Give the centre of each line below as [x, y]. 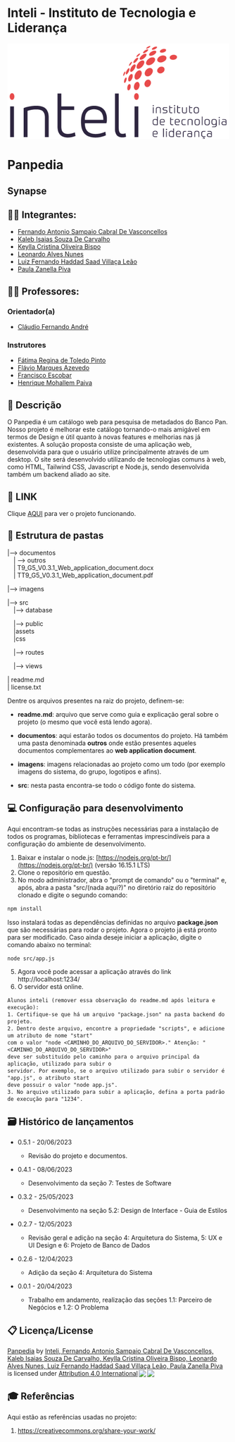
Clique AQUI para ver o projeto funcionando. [72, 514]
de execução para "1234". [45, 1099]
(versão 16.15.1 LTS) [122, 865]
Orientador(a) [31, 312]
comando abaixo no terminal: [50, 944]
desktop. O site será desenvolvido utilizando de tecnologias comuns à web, [117, 460]
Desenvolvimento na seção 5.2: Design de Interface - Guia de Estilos [127, 1211]
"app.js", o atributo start [49, 1078]
